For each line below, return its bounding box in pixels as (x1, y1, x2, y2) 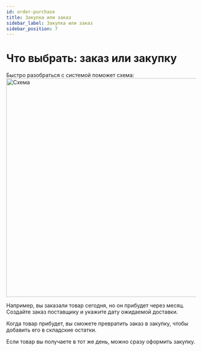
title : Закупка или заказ (6, 14, 71, 21)
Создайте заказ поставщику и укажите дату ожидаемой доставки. (6, 308, 178, 315)
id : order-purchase (6, 8, 55, 15)
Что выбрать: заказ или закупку (6, 52, 177, 65)
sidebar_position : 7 (6, 25, 58, 32)
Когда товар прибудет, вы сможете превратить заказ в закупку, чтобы (6, 320, 189, 327)
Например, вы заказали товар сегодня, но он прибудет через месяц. (6, 302, 185, 309)
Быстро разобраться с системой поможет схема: (6, 72, 134, 79)
